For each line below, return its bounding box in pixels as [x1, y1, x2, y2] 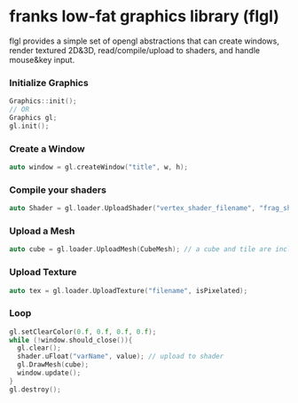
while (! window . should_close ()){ [9, 336, 133, 344]
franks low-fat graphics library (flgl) [9, 6, 279, 27]
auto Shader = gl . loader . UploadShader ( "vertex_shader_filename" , [9, 204, 255, 213]
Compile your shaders [9, 184, 106, 196]
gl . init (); [9, 122, 50, 130]
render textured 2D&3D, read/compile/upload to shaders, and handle [9, 44, 260, 55]
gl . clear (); [17, 344, 62, 352]
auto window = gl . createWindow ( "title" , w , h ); [9, 162, 189, 172]
